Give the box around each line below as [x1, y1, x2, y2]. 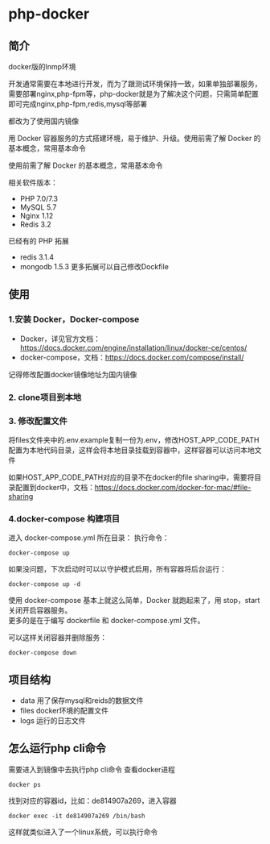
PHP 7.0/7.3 [19, 194, 59, 203]
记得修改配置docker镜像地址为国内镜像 [8, 369, 137, 379]
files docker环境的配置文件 [19, 706, 109, 716]
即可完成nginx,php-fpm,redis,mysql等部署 [8, 99, 147, 109]
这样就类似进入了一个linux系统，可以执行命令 [8, 827, 158, 837]
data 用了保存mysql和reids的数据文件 [19, 696, 144, 705]
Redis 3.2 [19, 219, 51, 229]
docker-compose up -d [8, 580, 81, 588]
